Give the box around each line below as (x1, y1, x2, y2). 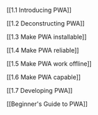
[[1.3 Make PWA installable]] (6, 33, 88, 41)
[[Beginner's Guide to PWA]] (6, 100, 88, 108)
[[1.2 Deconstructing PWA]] (6, 19, 85, 27)
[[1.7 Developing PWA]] (6, 87, 73, 94)
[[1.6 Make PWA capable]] (6, 73, 81, 81)
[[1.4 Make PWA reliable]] (6, 46, 79, 54)
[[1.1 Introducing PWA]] (6, 6, 72, 14)
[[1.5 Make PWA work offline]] (6, 60, 92, 68)
